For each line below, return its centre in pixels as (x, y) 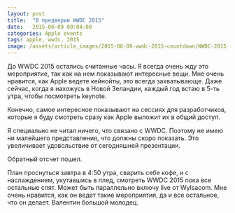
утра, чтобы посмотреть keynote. (57, 96)
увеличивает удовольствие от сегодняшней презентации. (94, 145)
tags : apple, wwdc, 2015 (43, 40)
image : (17, 46)
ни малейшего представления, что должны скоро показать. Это (103, 138)
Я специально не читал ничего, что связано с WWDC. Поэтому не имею (115, 131)
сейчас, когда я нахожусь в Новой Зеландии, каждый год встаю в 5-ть (114, 89)
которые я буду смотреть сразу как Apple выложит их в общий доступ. (114, 117)
